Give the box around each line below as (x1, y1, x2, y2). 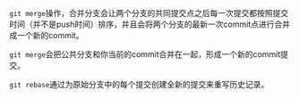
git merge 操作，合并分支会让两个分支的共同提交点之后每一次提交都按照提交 (9, 8, 289, 18)
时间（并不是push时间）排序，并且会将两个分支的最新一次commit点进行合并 (9, 19, 291, 29)
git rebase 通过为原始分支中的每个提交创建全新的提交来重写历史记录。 (9, 79, 269, 89)
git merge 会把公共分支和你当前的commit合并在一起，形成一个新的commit (9, 49, 281, 60)
